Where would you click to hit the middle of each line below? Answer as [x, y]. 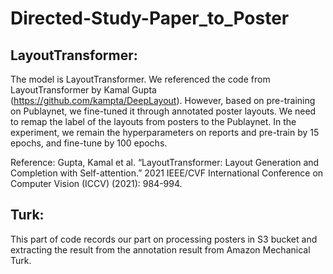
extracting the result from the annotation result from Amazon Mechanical [160, 249]
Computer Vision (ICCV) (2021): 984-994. [96, 183]
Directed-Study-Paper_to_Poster [150, 18]
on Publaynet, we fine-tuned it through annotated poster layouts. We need [163, 111]
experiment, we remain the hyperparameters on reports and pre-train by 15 [165, 132]
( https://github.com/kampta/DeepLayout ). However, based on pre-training [163, 100]
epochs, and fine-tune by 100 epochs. [89, 143]
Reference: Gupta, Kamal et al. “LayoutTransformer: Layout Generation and [165, 162]
